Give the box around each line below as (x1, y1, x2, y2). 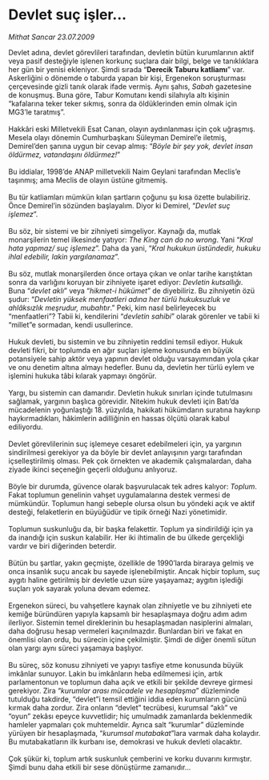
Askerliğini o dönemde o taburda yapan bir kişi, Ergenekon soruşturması (8, 73, 247, 82)
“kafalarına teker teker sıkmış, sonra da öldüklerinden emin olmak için (8, 99, 238, 108)
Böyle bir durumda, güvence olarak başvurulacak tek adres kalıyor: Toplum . (8, 481, 258, 491)
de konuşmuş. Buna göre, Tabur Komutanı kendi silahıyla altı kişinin (8, 90, 230, 99)
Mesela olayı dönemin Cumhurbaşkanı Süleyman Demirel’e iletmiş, (8, 132, 227, 142)
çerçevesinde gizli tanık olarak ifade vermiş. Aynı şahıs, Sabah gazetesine (8, 82, 252, 91)
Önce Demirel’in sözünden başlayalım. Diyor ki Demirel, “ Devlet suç (8, 200, 231, 210)
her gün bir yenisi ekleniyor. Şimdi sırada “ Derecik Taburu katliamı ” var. (8, 64, 245, 74)
